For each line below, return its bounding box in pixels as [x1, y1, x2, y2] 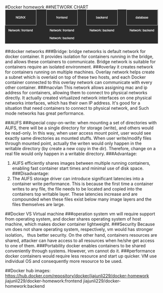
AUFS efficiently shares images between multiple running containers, [12, 160, 150, 166]
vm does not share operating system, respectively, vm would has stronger [5, 226, 153, 232]
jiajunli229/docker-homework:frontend [5, 278, 82, 284]
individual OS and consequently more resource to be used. [5, 259, 123, 264]
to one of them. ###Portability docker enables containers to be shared [5, 243, 146, 249]
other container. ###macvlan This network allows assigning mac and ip [5, 85, 148, 90]
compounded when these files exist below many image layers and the [12, 196, 152, 202]
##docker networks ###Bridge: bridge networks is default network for [5, 49, 146, 54]
